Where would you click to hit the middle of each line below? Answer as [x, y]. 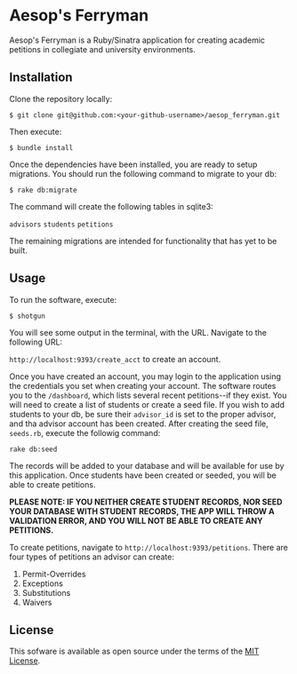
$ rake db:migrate [43, 190]
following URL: [36, 342]
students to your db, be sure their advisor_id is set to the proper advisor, [143, 414]
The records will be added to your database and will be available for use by [147, 465]
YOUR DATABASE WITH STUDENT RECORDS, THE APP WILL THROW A [142, 511]
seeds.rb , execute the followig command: [85, 432]
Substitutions [46, 592]
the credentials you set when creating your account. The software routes [143, 385]
